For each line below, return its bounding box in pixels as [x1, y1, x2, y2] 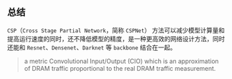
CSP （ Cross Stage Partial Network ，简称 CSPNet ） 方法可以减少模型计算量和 [7, 26, 225, 34]
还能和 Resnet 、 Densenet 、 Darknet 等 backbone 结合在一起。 [7, 43, 177, 52]
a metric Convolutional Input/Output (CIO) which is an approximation [23, 57, 219, 65]
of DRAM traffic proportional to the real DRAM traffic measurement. [23, 64, 216, 72]
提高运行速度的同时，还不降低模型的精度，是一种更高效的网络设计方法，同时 [7, 34, 225, 43]
